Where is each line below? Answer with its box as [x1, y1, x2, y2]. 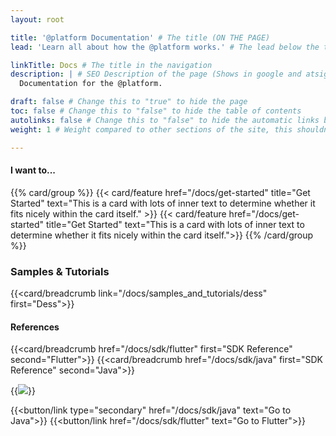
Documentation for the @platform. [19, 79, 163, 89]
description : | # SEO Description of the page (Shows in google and [10, 69, 302, 80]
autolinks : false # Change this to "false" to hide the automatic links [10, 115, 320, 125]
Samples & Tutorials [10, 264, 110, 278]
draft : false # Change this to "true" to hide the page [10, 97, 248, 107]
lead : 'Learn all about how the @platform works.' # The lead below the [10, 42, 320, 52]
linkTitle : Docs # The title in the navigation [10, 60, 213, 70]
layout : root [10, 14, 65, 25]
